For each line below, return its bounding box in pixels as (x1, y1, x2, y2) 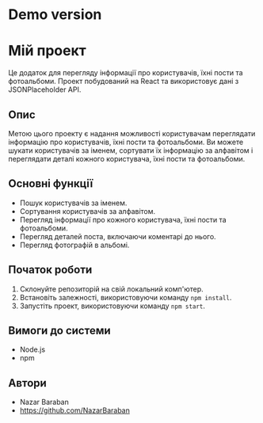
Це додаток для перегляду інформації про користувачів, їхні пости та (8, 68, 243, 78)
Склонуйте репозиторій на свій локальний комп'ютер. (19, 284, 204, 294)
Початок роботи (8, 263, 93, 276)
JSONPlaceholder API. (8, 85, 82, 94)
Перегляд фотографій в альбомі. (19, 240, 130, 250)
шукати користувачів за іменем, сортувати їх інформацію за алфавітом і (8, 145, 253, 155)
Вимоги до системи (8, 323, 111, 337)
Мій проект (8, 42, 87, 60)
